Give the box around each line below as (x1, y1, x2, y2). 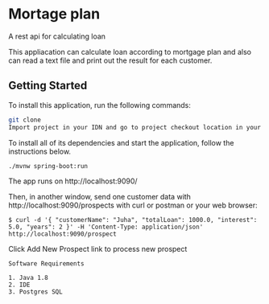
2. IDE (8, 281, 31, 290)
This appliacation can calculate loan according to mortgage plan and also (8, 47, 252, 56)
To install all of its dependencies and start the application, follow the (8, 138, 234, 147)
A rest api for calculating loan (8, 31, 106, 41)
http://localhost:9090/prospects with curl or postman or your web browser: (8, 200, 258, 210)
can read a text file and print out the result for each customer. (8, 55, 213, 65)
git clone (8, 116, 42, 124)
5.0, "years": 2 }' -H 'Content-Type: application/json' (8, 223, 204, 232)
